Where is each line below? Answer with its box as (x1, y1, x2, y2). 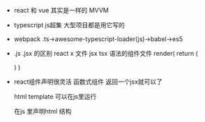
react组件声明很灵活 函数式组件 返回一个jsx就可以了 (13, 77, 162, 86)
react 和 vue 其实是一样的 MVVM (13, 6, 109, 14)
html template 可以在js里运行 (13, 93, 97, 100)
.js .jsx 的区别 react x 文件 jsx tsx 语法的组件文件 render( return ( (13, 49, 199, 57)
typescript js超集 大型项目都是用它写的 (13, 21, 126, 29)
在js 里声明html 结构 (13, 107, 72, 115)
